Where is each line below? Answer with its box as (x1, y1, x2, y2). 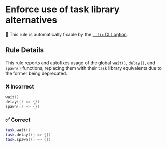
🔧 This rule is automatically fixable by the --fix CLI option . (5, 31, 128, 37)
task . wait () (5, 127, 31, 133)
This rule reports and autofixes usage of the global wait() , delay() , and (5, 60, 155, 66)
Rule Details (5, 46, 44, 54)
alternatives (5, 14, 58, 26)
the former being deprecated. (5, 70, 67, 76)
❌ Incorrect (5, 83, 34, 90)
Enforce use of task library (5, 4, 120, 15)
